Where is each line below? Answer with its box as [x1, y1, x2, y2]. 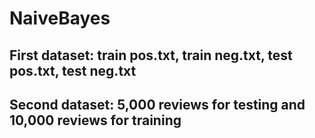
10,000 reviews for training [9, 112, 182, 129]
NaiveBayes [9, 7, 111, 30]
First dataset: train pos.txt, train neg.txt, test [9, 47, 293, 64]
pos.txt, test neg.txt [9, 62, 137, 79]
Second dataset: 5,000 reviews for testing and [9, 96, 306, 113]
